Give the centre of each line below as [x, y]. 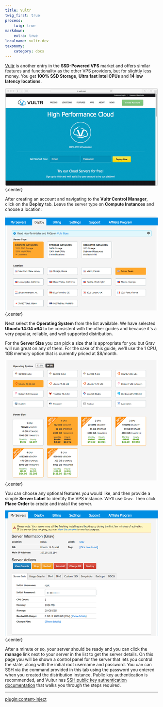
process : [14, 20]
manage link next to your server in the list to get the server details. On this [79, 654]
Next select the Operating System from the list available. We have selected [80, 323]
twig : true [25, 26]
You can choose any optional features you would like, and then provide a [78, 493]
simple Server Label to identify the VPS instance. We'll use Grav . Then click [81, 499]
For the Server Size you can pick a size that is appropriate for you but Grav [80, 343]
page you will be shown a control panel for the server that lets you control [79, 659]
